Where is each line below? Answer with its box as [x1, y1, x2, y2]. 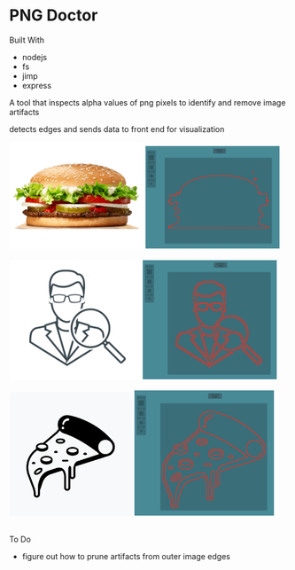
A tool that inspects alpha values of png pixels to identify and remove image [9, 97, 286, 107]
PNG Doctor [9, 5, 98, 26]
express [21, 80, 51, 90]
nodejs [21, 51, 47, 62]
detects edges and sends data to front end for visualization [9, 123, 225, 134]
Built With [9, 35, 44, 45]
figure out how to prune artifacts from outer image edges [21, 551, 230, 562]
